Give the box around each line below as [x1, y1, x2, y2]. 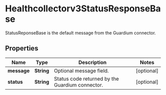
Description [78, 59, 107, 66]
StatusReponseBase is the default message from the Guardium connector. [5, 30, 156, 36]
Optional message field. [54, 67, 109, 74]
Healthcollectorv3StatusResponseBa [5, 3, 161, 14]
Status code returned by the [54, 75, 120, 82]
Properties [5, 44, 39, 52]
